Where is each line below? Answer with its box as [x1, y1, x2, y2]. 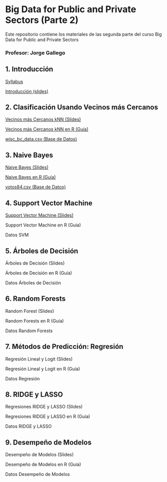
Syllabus [5, 78, 23, 84]
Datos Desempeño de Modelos [5, 471, 70, 477]
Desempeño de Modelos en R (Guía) [5, 461, 81, 468]
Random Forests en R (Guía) [5, 317, 64, 324]
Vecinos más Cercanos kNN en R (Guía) [5, 126, 89, 133]
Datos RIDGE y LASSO [5, 423, 52, 430]
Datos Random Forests [5, 328, 53, 334]
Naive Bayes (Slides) [5, 164, 49, 171]
